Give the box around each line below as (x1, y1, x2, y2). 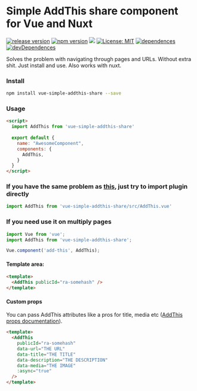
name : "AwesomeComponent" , (17, 140, 84, 146)
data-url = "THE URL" (17, 345, 66, 351)
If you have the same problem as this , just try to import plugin (6, 183, 188, 191)
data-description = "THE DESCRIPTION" (17, 357, 109, 363)
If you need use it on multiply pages (6, 217, 112, 226)
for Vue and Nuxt (6, 17, 93, 31)
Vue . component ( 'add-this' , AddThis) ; (6, 247, 100, 254)
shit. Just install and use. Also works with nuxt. (6, 62, 122, 69)
